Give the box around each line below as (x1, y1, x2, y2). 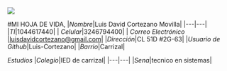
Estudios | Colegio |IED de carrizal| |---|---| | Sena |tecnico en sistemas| (7, 56, 212, 64)
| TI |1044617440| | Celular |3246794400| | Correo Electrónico (7, 27, 185, 36)
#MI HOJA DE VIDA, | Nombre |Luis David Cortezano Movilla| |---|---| (7, 20, 207, 28)
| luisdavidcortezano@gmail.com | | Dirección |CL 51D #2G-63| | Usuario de (7, 35, 221, 43)
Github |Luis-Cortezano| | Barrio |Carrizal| (7, 42, 126, 51)
